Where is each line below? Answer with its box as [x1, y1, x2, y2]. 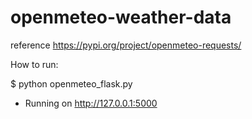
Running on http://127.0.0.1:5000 [24, 97, 158, 109]
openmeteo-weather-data [10, 6, 232, 29]
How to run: [10, 58, 59, 70]
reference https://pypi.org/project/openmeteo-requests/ [10, 39, 242, 51]
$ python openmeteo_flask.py [10, 77, 133, 90]
